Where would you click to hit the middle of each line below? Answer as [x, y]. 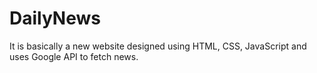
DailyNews [55, 18]
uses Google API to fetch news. [74, 56]
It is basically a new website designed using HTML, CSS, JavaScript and [158, 46]
